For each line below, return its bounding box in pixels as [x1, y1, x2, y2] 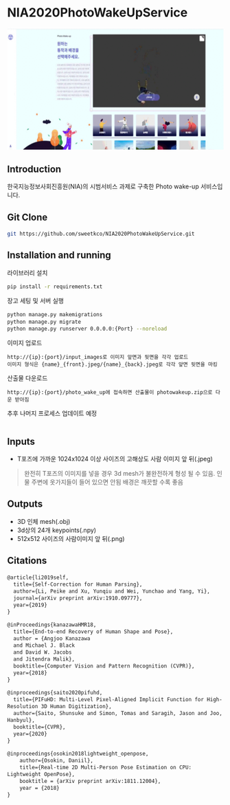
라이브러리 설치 [7, 268, 48, 276]
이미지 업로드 [7, 339, 43, 347]
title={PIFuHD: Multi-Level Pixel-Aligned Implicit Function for [13, 696, 205, 703]
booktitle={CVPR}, [13, 723, 67, 730]
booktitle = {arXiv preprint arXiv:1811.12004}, [19, 778, 161, 784]
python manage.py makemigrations [7, 311, 103, 318]
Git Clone [7, 211, 48, 223]
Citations [7, 555, 47, 566]
